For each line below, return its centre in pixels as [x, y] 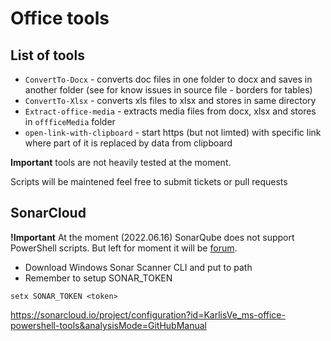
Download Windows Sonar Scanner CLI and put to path [138, 267]
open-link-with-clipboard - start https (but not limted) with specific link [173, 132]
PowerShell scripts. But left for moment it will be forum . [124, 248]
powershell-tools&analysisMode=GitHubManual [108, 325]
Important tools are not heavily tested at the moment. [121, 162]
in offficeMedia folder [70, 121]
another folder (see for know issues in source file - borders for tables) [168, 90]
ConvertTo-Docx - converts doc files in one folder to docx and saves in [168, 79]
